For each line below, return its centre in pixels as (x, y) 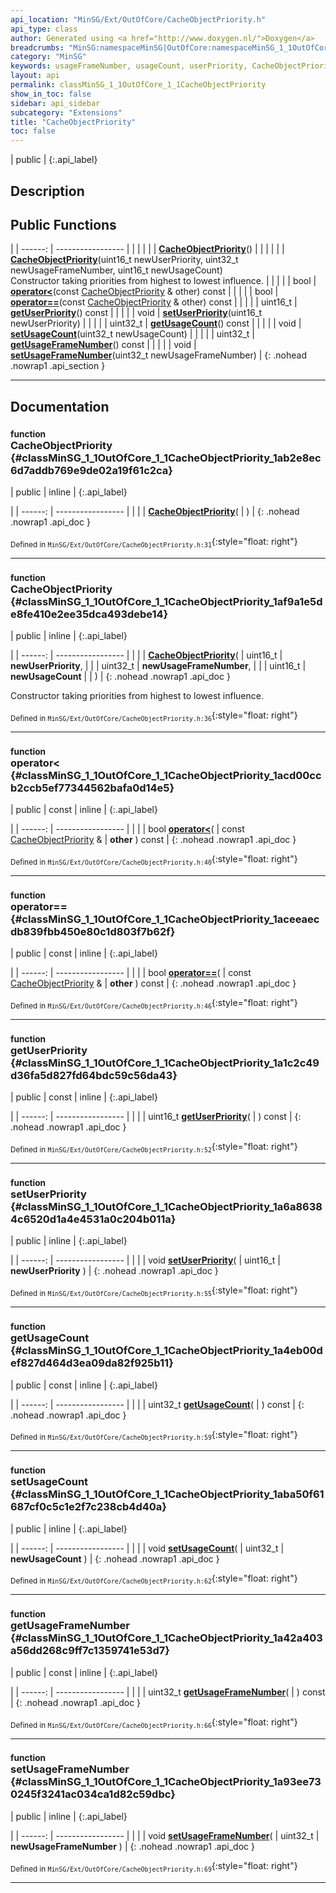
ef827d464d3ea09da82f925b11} (92, 1363)
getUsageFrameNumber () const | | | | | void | (103, 345)
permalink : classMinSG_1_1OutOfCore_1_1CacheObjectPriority (138, 85)
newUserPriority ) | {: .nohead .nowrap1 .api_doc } (114, 1271)
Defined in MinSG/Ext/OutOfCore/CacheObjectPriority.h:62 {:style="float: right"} (154, 1579)
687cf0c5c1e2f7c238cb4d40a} (89, 1507)
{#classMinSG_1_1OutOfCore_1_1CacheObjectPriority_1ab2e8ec (166, 458)
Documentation (60, 406)
